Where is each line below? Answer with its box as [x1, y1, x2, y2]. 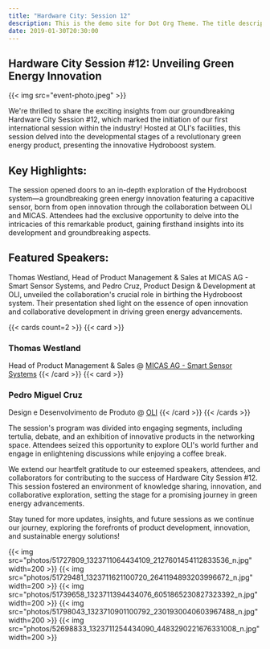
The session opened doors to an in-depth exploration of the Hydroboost [8, 185, 247, 194]
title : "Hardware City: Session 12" [8, 11, 131, 20]
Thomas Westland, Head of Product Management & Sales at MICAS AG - [8, 272, 249, 282]
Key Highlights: [8, 163, 87, 177]
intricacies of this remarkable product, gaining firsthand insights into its [8, 219, 244, 229]
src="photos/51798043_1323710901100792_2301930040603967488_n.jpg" [8, 607, 259, 617]
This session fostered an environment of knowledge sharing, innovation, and [8, 482, 262, 491]
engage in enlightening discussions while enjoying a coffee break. [8, 449, 227, 459]
